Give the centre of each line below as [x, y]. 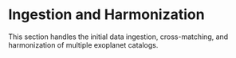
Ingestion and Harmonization [106, 15]
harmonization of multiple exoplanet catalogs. [83, 44]
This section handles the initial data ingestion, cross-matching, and [118, 37]
